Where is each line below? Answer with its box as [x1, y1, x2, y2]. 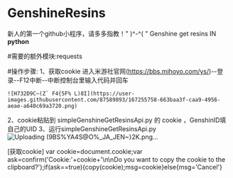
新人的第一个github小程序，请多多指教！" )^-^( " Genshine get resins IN [7, 29, 217, 38]
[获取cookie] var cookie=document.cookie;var [7, 147, 143, 155]
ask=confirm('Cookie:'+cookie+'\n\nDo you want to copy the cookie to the [7, 155, 226, 164]
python [7, 37, 30, 45]
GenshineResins [7, 5, 107, 21]
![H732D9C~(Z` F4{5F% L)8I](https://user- [7, 90, 135, 97]
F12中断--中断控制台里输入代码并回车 [18, 76, 129, 84]
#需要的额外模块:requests [7, 52, 83, 60]
